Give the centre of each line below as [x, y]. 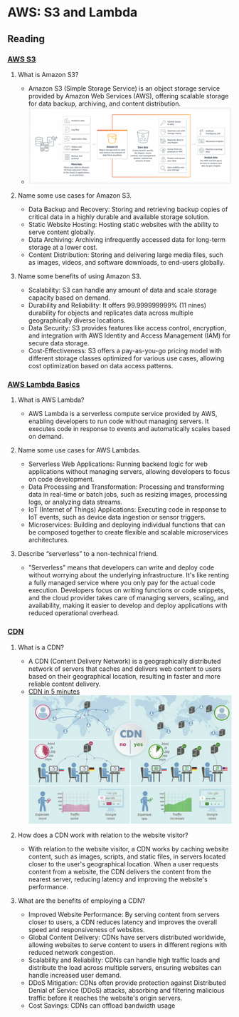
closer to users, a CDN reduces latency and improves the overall [123, 922]
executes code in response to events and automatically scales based [129, 429]
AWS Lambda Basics [44, 384]
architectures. [49, 540]
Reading [26, 39]
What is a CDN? [41, 647]
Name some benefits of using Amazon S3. [79, 276]
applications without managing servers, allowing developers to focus [129, 472]
